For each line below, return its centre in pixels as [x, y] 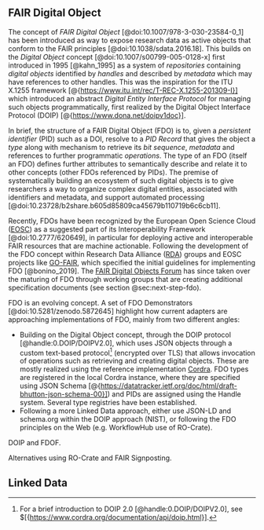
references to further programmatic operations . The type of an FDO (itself [128, 155]
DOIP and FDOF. [35, 443]
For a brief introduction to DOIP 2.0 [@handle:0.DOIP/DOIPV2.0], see [131, 509]
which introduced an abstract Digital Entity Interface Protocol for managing [130, 98]
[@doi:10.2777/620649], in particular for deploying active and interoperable [131, 237]
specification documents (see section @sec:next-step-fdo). [105, 287]
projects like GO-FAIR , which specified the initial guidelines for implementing [132, 262]
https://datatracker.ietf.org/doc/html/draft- [169, 386]
